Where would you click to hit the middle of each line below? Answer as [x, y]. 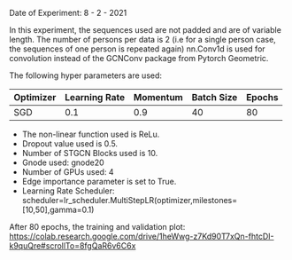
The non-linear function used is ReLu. [91, 134]
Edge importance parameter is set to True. [99, 181]
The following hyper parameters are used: [85, 75]
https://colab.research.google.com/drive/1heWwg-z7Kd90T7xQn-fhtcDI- [142, 236]
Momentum [158, 97]
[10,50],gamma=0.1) [58, 209]
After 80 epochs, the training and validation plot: [97, 227]
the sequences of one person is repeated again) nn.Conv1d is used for [137, 49]
